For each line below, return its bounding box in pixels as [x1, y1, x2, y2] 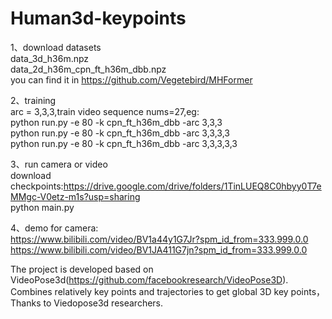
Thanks [10, 297, 42, 309]
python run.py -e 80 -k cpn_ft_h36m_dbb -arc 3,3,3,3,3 [10, 137, 238, 149]
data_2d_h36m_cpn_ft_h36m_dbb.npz [10, 63, 167, 75]
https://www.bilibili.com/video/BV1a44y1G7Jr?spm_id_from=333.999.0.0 [10, 233, 309, 245]
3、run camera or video [10, 158, 108, 170]
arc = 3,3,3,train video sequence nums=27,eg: [10, 105, 200, 117]
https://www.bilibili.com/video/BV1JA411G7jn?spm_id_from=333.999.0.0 [10, 243, 308, 256]
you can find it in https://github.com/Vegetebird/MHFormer [10, 73, 253, 86]
